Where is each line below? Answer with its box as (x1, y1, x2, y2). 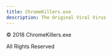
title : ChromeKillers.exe (6, 8, 71, 15)
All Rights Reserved (6, 43, 55, 50)
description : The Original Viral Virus (6, 14, 107, 20)
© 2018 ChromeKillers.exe (6, 31, 72, 38)
